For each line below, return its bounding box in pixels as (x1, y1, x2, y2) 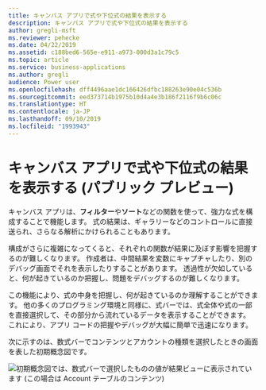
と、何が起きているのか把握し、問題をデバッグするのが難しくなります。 (8, 273, 245, 283)
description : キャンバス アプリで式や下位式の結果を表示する (8, 19, 188, 27)
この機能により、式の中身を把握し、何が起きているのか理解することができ (8, 290, 252, 299)
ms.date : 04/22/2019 (8, 41, 77, 49)
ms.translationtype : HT (8, 100, 87, 108)
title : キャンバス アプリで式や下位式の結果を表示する (8, 11, 167, 20)
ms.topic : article (8, 56, 69, 64)
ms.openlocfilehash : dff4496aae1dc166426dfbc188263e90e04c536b (8, 85, 222, 94)
